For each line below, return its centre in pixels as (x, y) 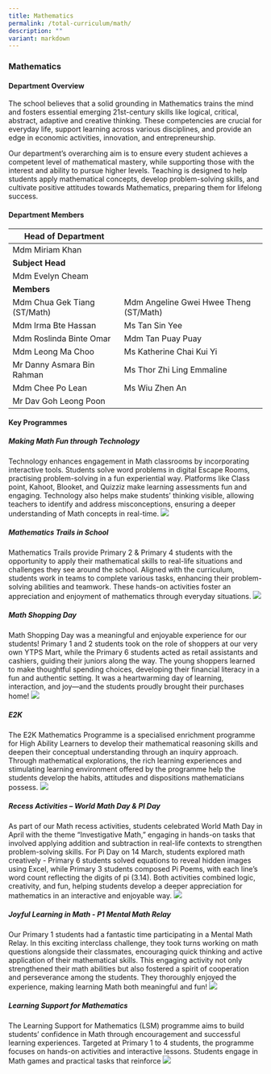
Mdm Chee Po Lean (50, 388)
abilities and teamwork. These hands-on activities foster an (133, 587)
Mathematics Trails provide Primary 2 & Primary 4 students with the (121, 552)
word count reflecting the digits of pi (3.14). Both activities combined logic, (132, 878)
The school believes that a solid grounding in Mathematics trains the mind (131, 104)
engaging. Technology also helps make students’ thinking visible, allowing (131, 496)
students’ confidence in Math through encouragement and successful (124, 1034)
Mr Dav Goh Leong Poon (59, 401)
